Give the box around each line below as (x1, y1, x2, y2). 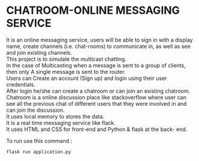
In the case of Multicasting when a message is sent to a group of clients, (6, 61, 186, 69)
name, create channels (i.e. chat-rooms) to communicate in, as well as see (6, 43, 191, 50)
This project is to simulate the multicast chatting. (6, 55, 127, 62)
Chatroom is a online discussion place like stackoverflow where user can (6, 94, 186, 101)
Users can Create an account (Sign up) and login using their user (6, 74, 167, 82)
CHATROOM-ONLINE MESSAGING (6, 4, 180, 17)
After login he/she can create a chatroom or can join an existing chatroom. (6, 87, 191, 94)
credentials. (6, 80, 35, 88)
